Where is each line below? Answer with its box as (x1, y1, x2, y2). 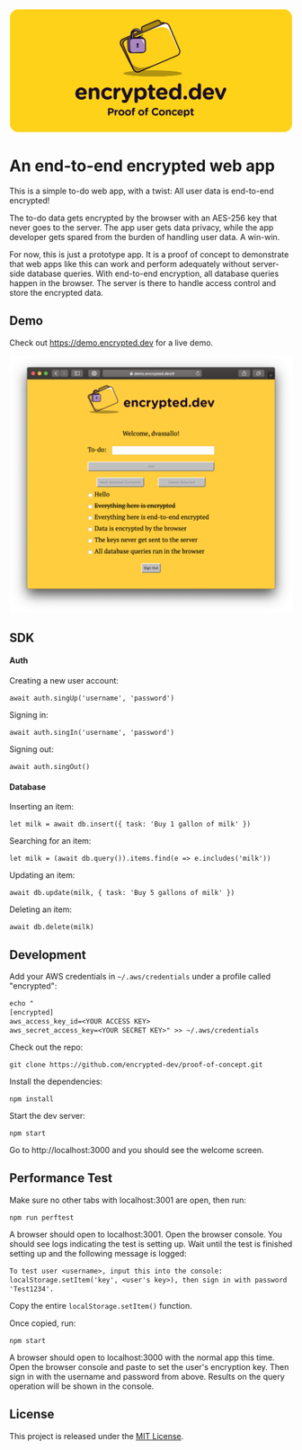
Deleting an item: (9, 904, 72, 915)
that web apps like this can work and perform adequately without (9, 258, 251, 269)
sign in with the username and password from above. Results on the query (9, 1371, 285, 1382)
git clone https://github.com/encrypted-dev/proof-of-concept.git (9, 1061, 263, 1070)
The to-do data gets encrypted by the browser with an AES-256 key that (9, 212, 278, 223)
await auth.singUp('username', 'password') (9, 694, 175, 703)
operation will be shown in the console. (9, 1381, 155, 1392)
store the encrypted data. (9, 287, 103, 298)
